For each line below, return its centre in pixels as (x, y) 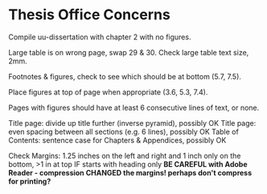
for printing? (30, 181)
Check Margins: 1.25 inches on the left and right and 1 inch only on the (125, 156)
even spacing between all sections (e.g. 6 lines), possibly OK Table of (123, 131)
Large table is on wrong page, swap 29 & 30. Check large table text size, (129, 52)
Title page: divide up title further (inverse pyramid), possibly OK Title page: (132, 123)
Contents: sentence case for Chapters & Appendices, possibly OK (117, 140)
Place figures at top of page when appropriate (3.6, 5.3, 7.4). (108, 92)
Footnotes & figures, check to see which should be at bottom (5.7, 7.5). (125, 76)
